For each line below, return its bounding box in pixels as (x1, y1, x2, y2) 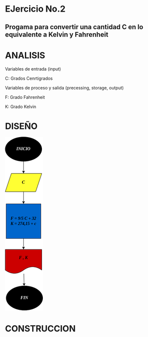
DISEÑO (5, 121, 38, 132)
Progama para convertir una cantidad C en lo (5, 23, 144, 31)
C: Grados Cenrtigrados (5, 75, 53, 81)
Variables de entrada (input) (5, 66, 61, 71)
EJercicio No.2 (5, 3, 66, 15)
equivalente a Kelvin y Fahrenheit (5, 30, 109, 38)
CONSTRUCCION (5, 323, 76, 334)
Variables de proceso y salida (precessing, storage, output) (5, 85, 124, 90)
